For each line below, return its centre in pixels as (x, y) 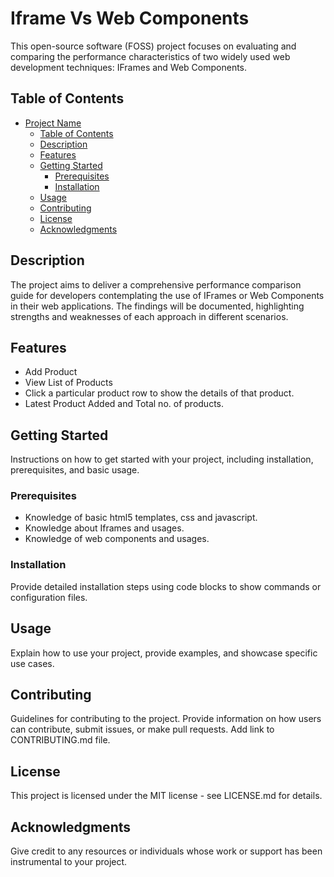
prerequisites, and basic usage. (75, 470)
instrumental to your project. (69, 862)
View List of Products (68, 383)
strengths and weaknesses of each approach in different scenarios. (149, 316)
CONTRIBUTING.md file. (60, 740)
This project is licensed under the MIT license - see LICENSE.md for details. (166, 796)
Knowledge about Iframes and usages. (104, 528)
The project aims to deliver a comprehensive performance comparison (156, 284)
